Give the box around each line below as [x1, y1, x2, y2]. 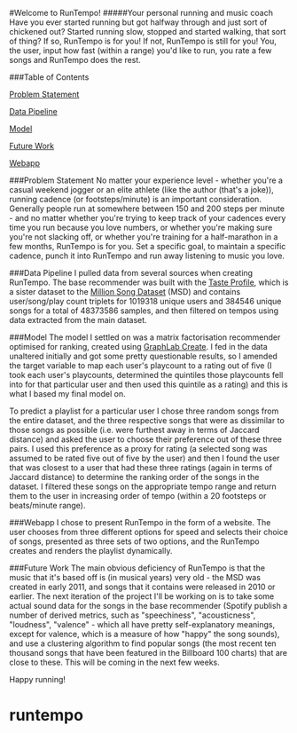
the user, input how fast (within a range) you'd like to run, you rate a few [9, 45, 272, 56]
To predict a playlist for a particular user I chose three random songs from [9, 406, 279, 416]
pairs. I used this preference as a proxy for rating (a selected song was [9, 444, 268, 453]
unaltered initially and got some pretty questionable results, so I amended [9, 351, 277, 361]
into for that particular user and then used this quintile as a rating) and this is [9, 379, 288, 390]
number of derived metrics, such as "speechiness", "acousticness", [9, 610, 256, 620]
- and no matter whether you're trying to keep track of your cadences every [9, 213, 286, 223]
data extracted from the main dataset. [9, 315, 148, 325]
